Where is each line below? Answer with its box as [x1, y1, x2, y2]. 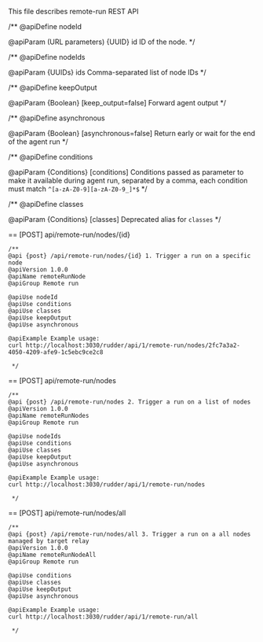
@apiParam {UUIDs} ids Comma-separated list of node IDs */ [8, 68, 206, 77]
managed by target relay [8, 537, 89, 545]
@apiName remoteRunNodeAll [8, 551, 97, 559]
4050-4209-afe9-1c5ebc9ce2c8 [8, 349, 104, 356]
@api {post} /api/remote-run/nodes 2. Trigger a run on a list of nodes [8, 398, 251, 406]
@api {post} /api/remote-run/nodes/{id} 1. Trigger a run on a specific [8, 252, 251, 260]
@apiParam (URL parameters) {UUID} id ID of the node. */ [8, 37, 195, 46]
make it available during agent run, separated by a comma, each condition [8, 176, 248, 185]
